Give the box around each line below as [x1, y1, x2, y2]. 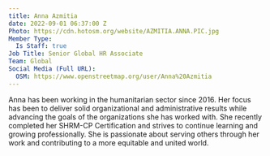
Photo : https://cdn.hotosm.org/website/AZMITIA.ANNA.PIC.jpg [8, 27, 220, 35]
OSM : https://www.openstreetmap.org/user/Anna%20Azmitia [15, 72, 212, 80]
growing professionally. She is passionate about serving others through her [8, 129, 259, 139]
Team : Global [8, 58, 53, 66]
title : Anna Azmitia [8, 11, 79, 20]
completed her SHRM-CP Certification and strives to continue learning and [8, 120, 258, 130]
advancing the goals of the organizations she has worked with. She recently [8, 111, 262, 122]
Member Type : [8, 34, 53, 43]
